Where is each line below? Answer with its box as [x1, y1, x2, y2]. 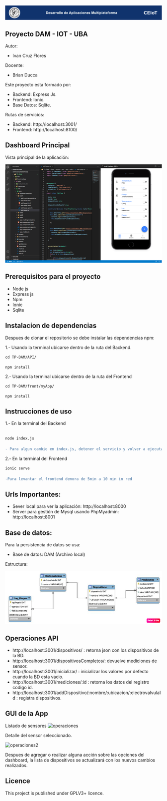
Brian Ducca [12, 72, 38, 78]
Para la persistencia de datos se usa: [5, 542, 81, 548]
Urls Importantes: [5, 490, 61, 498]
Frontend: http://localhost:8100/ [12, 127, 78, 133]
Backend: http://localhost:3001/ [12, 121, 77, 127]
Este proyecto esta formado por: [5, 82, 72, 88]
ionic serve [5, 465, 30, 471]
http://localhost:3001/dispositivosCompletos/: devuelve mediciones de [12, 658, 158, 664]
